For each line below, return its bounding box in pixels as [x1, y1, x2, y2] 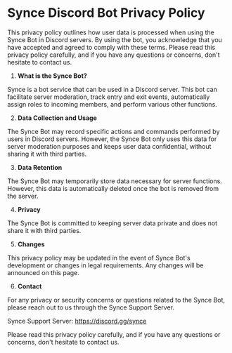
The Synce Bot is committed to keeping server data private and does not [7, 219, 218, 227]
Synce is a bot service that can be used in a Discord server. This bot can [7, 85, 218, 93]
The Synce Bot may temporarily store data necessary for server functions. [7, 177, 223, 185]
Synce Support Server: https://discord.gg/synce [7, 317, 147, 325]
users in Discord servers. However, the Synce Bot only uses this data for [7, 135, 217, 143]
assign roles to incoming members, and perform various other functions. [7, 100, 218, 108]
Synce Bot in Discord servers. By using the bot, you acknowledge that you [7, 35, 223, 44]
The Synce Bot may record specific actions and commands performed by [7, 127, 220, 135]
